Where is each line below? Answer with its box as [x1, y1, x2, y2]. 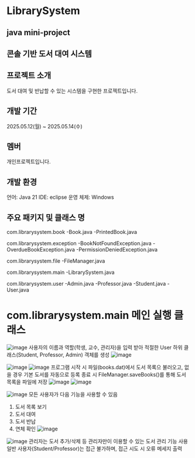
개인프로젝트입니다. [6, 158, 51, 165]
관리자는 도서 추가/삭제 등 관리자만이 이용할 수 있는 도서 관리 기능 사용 [29, 437, 188, 445]
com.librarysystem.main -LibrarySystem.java [6, 269, 115, 276]
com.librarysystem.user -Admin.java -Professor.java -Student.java [6, 280, 166, 287]
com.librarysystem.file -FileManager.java [6, 257, 105, 264]
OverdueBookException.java [6, 246, 75, 253]
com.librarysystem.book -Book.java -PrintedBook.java [6, 229, 137, 236]
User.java [6, 286, 30, 294]
